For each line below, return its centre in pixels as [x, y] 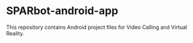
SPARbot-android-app [62, 11]
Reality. [15, 33]
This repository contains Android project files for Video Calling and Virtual [97, 27]
